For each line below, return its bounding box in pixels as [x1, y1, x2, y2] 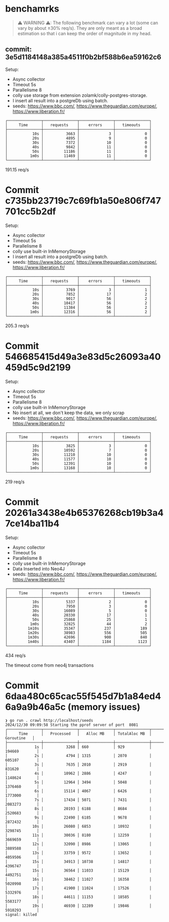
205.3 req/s [5, 322, 29, 328]
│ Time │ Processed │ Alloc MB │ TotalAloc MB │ [5, 731, 152, 736]
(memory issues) [67, 701, 141, 713]
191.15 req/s [5, 166, 29, 172]
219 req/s [5, 479, 25, 485]
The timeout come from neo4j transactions [5, 662, 94, 668]
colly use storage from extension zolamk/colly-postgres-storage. [12, 92, 147, 98]
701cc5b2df [5, 205, 56, 217]
